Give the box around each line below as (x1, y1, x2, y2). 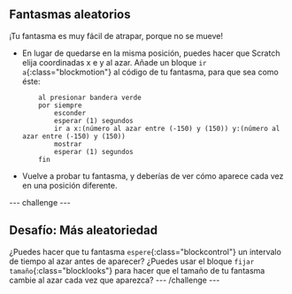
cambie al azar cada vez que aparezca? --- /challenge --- (9, 275, 220, 285)
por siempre (38, 101, 82, 110)
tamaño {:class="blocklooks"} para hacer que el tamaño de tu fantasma (9, 265, 265, 275)
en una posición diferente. (21, 180, 118, 190)
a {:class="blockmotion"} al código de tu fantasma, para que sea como (21, 66, 279, 77)
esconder (54, 108, 87, 118)
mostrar (54, 139, 82, 149)
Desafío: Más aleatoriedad (9, 223, 158, 238)
